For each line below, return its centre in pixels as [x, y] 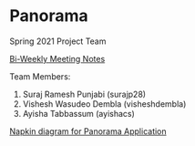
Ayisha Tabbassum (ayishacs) [78, 113]
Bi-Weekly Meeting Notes [57, 58]
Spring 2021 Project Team [58, 41]
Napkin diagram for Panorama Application [88, 131]
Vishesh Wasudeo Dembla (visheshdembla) [104, 104]
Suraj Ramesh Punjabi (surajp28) [84, 94]
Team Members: [40, 76]
